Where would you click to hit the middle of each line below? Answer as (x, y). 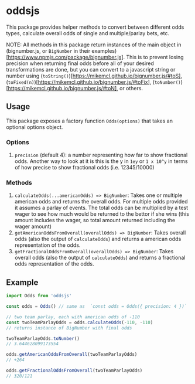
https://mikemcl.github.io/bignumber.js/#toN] (62, 88)
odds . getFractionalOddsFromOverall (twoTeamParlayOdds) (74, 371)
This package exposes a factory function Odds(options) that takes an (89, 121)
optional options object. (35, 127)
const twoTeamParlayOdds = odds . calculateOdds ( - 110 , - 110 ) (80, 322)
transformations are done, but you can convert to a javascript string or (91, 69)
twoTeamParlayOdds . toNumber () (43, 338)
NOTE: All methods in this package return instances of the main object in (94, 45)
